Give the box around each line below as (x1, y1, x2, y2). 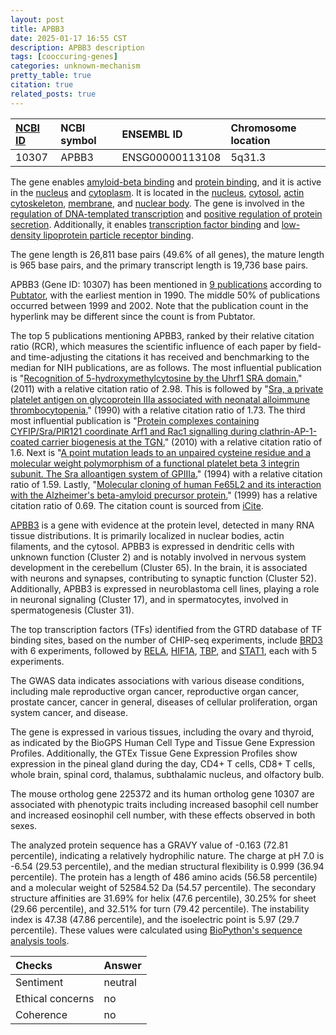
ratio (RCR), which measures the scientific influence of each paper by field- (10, 340, 322, 352)
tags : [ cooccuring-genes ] (10, 52, 118, 62)
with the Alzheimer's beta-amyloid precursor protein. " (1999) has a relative (10, 489, 318, 501)
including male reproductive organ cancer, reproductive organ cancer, (10, 685, 299, 697)
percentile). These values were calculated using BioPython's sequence (10, 924, 303, 936)
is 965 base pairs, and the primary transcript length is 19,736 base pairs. (10, 259, 309, 271)
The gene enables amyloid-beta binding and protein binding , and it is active (10, 176, 322, 188)
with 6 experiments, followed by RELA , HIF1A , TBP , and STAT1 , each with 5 (10, 644, 318, 656)
